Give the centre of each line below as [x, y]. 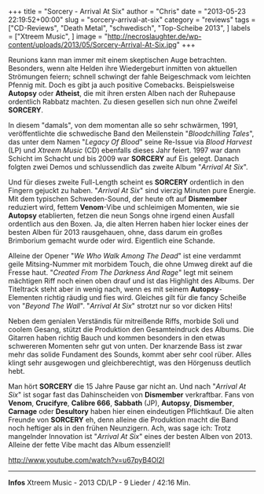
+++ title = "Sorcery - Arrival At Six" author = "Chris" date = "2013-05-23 [127, 11]
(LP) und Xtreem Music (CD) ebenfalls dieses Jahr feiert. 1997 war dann [125, 150]
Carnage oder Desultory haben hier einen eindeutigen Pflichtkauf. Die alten [131, 411]
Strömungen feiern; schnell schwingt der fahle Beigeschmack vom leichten [130, 77]
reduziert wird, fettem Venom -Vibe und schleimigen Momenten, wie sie [124, 207]
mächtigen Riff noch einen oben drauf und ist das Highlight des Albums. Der [132, 281]
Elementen [26, 297]
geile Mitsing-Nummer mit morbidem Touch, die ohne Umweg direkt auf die [130, 264]
